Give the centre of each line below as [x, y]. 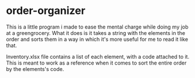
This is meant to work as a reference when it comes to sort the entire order [96, 63]
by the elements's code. [35, 69]
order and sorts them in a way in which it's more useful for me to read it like [97, 39]
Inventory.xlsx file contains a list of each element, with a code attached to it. [98, 56]
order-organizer [46, 11]
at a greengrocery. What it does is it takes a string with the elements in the [96, 33]
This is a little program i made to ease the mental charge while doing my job [97, 27]
